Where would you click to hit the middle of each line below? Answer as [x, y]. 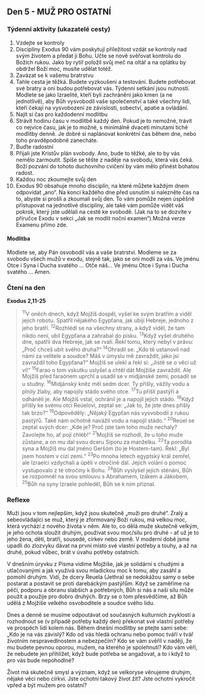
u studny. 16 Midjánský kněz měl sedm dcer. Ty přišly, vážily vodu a [106, 384]
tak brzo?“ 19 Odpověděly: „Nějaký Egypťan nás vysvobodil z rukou [105, 412]
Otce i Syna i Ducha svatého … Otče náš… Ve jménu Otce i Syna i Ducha [98, 265]
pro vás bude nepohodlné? [41, 660]
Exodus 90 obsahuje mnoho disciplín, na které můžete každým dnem [103, 185]
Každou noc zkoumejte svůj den [56, 179]
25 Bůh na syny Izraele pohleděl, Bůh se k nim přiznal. [89, 483]
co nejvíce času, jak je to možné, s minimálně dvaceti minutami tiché [102, 127]
